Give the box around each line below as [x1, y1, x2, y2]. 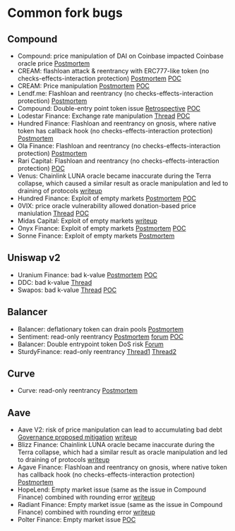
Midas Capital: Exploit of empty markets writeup [17, 216, 157, 225]
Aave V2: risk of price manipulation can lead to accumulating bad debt [17, 425, 222, 434]
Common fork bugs [7, 5, 123, 21]
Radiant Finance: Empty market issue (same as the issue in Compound [17, 501, 223, 509]
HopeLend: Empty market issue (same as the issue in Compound [17, 485, 207, 494]
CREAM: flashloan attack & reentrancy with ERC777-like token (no [17, 67, 210, 75]
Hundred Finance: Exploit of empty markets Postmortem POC [17, 194, 196, 202]
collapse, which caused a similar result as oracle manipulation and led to [17, 179, 229, 188]
